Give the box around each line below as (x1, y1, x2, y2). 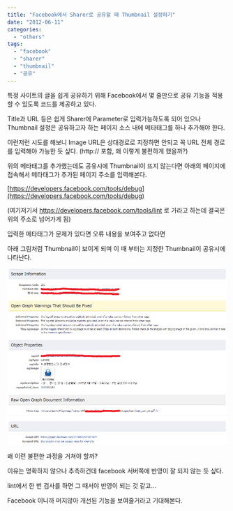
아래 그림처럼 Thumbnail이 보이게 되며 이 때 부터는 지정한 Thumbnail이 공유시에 (7, 244, 226, 252)
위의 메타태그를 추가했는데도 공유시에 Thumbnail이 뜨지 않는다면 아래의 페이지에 (7, 161, 226, 170)
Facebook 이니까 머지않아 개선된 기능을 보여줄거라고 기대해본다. (7, 496, 183, 505)
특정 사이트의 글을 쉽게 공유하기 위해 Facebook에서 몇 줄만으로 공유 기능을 (7, 91, 211, 99)
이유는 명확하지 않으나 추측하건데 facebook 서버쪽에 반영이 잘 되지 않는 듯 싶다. (7, 466, 224, 475)
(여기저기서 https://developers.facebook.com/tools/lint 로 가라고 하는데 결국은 (7, 206, 225, 214)
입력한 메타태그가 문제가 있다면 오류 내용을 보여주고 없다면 (7, 229, 166, 238)
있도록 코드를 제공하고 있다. (22, 100, 97, 108)
